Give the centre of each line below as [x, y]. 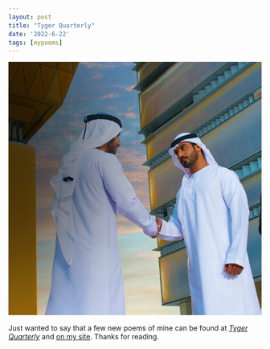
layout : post [30, 17]
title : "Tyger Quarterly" [51, 25]
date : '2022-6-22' [39, 34]
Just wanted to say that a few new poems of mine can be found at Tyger [128, 328]
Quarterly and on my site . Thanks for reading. [84, 337]
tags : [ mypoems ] [35, 43]
